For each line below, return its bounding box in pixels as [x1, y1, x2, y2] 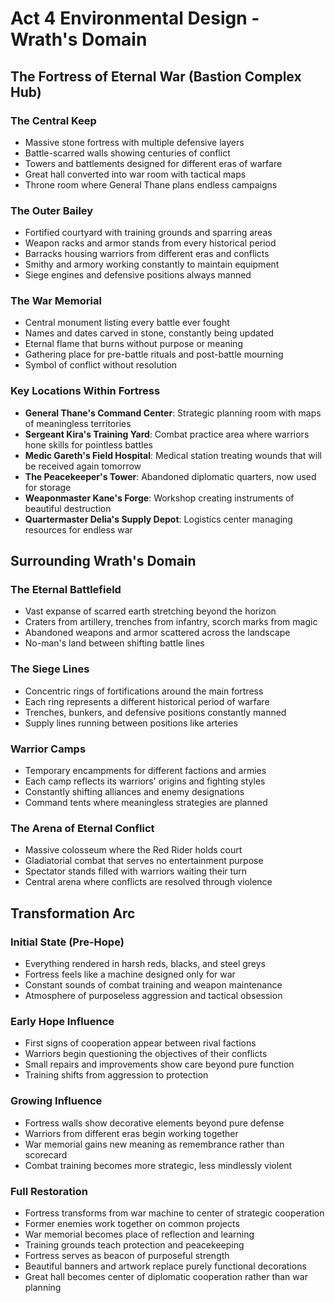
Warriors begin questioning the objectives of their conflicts [24, 1048, 268, 1060]
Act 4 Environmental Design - [10, 7, 260, 30]
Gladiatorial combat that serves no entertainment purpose [24, 855, 264, 867]
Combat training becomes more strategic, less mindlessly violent [24, 1159, 293, 1171]
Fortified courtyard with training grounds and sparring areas [24, 227, 273, 239]
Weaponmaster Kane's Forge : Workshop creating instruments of [24, 492, 295, 504]
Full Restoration [10, 1184, 88, 1198]
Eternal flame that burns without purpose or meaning [24, 338, 243, 350]
